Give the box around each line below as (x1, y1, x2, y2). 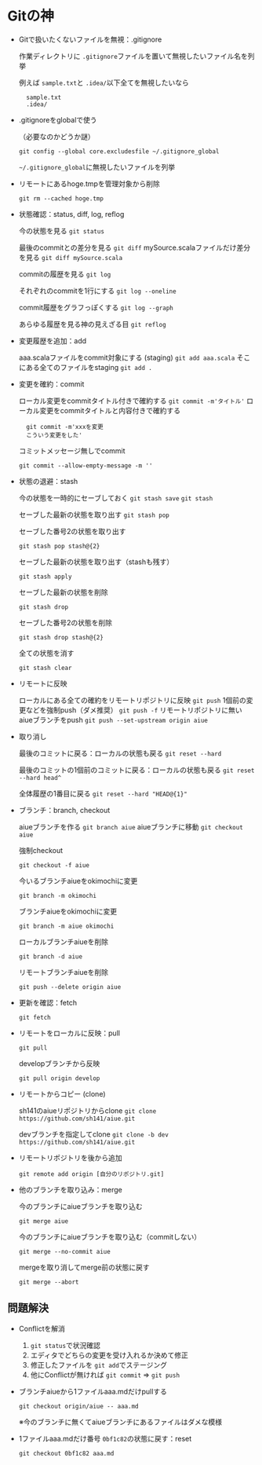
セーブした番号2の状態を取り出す (18, 526, 126, 536)
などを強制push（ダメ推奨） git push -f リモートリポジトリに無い (25, 705, 242, 715)
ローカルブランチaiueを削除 (18, 936, 109, 947)
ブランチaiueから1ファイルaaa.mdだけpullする (18, 1386, 168, 1396)
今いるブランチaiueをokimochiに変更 (18, 876, 138, 885)
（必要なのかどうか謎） (18, 131, 95, 141)
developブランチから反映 (18, 1058, 100, 1068)
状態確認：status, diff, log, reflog (18, 209, 125, 218)
